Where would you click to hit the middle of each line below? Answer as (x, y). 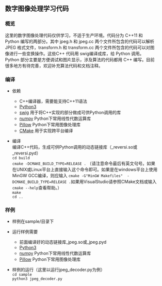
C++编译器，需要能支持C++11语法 (53, 101)
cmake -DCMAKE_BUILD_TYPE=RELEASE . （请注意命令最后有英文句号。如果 (84, 163)
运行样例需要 (25, 232)
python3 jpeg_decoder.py (37, 279)
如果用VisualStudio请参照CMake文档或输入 (114, 182)
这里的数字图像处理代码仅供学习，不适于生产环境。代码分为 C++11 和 (74, 35)
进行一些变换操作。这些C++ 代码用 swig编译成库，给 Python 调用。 (76, 53)
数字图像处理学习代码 (37, 9)
